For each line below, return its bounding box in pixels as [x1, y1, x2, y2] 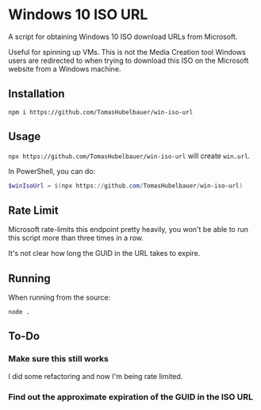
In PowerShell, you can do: [8, 166, 96, 176]
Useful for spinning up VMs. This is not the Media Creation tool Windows [8, 47, 246, 56]
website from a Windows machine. [8, 64, 121, 73]
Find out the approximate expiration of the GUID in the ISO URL [8, 391, 254, 402]
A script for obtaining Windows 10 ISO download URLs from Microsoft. [8, 32, 238, 41]
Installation [8, 87, 65, 101]
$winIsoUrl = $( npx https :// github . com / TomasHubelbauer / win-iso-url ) [8, 181, 244, 190]
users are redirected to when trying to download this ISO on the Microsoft [8, 56, 249, 65]
